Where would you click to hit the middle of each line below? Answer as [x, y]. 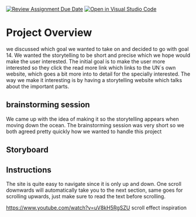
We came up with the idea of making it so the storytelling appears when [93, 119]
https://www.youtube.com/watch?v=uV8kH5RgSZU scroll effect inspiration [97, 208]
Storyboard [27, 150]
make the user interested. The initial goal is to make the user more [86, 61]
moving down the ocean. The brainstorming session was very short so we [95, 125]
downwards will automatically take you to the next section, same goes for [94, 190]
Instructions [29, 170]
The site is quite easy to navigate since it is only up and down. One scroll [94, 184]
